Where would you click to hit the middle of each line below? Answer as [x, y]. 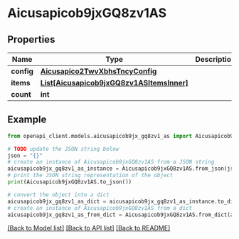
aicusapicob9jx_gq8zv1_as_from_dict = [65, 215]
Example [27, 120]
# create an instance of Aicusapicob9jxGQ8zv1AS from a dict [100, 208]
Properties [31, 39]
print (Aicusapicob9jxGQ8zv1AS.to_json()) [70, 182]
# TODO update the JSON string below [63, 149]
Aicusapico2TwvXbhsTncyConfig [99, 71]
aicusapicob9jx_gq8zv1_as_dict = [57, 201]
